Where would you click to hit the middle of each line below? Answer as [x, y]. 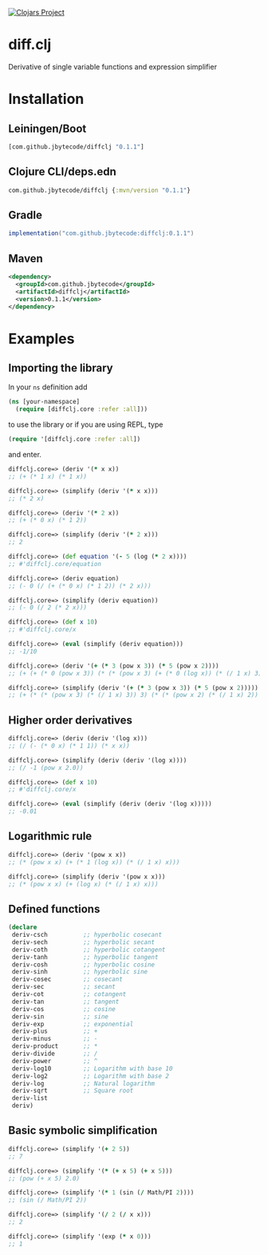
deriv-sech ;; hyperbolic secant [83, 942]
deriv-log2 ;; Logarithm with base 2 [91, 1076]
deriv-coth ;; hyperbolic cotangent [89, 950]
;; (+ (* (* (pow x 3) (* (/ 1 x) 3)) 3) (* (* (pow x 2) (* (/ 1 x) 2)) [134, 695]
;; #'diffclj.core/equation [55, 564]
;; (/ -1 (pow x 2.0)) [46, 767]
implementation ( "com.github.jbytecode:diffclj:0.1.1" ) [101, 233]
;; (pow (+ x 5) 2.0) [44, 1178]
